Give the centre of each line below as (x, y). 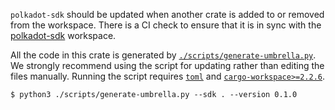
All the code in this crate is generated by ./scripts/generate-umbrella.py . (163, 55)
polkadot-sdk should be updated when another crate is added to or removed (167, 14)
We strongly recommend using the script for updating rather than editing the (167, 65)
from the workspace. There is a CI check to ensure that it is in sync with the (166, 25)
